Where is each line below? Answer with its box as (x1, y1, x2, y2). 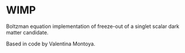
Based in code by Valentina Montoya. (6, 40, 96, 47)
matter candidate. (6, 29, 48, 36)
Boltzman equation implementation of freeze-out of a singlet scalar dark (6, 23, 180, 30)
